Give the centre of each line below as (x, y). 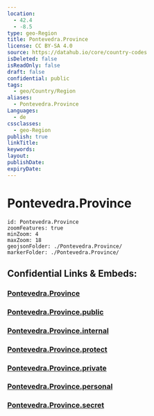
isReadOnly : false (34, 65)
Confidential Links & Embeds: (72, 273)
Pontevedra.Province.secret (56, 406)
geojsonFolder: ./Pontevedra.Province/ (65, 246)
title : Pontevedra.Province (48, 40)
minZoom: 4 (23, 234)
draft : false (26, 72)
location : (22, 14)
